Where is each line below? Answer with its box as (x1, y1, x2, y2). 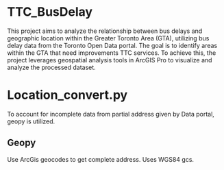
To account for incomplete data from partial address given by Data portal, (7, 110, 214, 118)
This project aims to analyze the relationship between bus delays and (7, 27, 203, 35)
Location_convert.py (7, 87, 128, 103)
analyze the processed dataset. (7, 63, 96, 71)
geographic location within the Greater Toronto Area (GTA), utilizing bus (7, 34, 210, 42)
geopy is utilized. (7, 117, 55, 125)
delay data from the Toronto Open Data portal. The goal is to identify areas (7, 41, 218, 49)
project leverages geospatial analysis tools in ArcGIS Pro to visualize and (7, 56, 212, 64)
